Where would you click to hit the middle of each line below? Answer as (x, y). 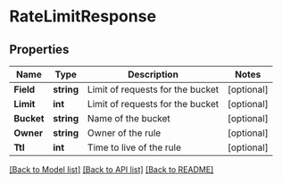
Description (153, 75)
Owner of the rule (124, 133)
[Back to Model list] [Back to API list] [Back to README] (112, 170)
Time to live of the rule (134, 147)
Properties (39, 50)
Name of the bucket (129, 118)
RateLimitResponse (83, 17)
